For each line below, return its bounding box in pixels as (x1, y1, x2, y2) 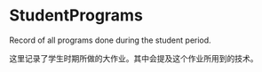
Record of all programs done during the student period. (9, 35, 211, 45)
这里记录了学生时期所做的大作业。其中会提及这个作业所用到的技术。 (9, 52, 258, 63)
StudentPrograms (9, 5, 144, 26)
